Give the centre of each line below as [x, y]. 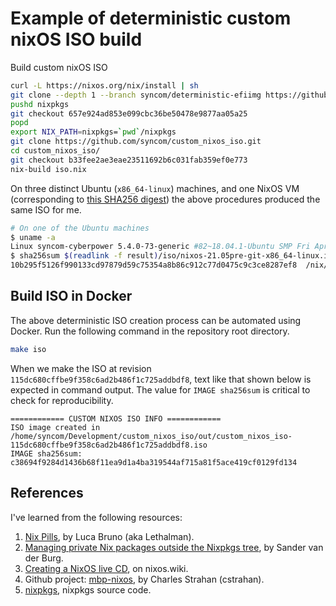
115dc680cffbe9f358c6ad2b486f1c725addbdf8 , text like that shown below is [161, 379]
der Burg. [44, 558]
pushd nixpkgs [40, 104]
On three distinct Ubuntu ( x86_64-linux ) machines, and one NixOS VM [155, 188]
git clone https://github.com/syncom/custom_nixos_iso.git [136, 142]
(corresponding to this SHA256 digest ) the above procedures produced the [165, 199]
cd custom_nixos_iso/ [55, 151]
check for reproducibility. [62, 400]
